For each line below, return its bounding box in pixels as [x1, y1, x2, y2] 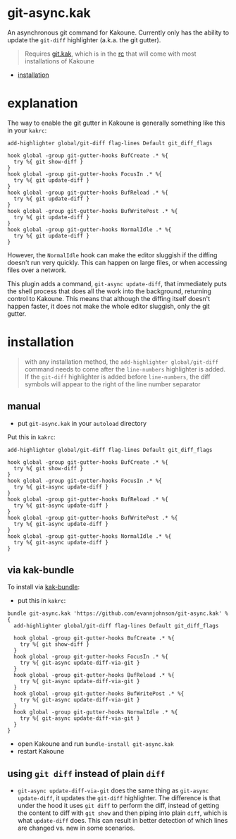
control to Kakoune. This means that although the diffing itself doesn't [7, 294, 210, 302]
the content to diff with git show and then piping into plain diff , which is [17, 809, 228, 817]
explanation [7, 95, 78, 111]
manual [7, 400, 41, 412]
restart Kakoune [17, 747, 65, 756]
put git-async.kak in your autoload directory [17, 419, 147, 427]
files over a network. [7, 266, 67, 274]
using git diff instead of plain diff [7, 767, 166, 780]
